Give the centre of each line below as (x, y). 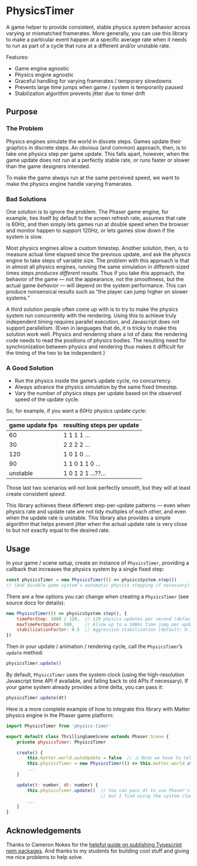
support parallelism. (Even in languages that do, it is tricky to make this (91, 328)
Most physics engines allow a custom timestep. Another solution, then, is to (97, 248)
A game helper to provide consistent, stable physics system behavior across (98, 27)
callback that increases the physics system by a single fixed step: (85, 569)
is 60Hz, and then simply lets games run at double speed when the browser (97, 224)
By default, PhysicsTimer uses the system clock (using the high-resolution (95, 675)
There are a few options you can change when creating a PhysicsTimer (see (98, 596)
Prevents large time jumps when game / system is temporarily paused (99, 87)
